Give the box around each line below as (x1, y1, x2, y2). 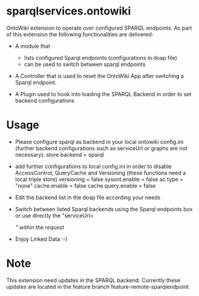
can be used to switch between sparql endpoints (24, 61, 146, 68)
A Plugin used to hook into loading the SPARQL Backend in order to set (15, 90, 192, 97)
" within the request (15, 223, 65, 231)
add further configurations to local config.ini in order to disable (15, 162, 172, 170)
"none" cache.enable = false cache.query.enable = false (15, 182, 156, 189)
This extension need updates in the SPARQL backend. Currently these (6, 277, 180, 284)
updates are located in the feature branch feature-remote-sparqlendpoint (6, 283, 189, 290)
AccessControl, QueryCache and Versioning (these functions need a (15, 169, 186, 176)
